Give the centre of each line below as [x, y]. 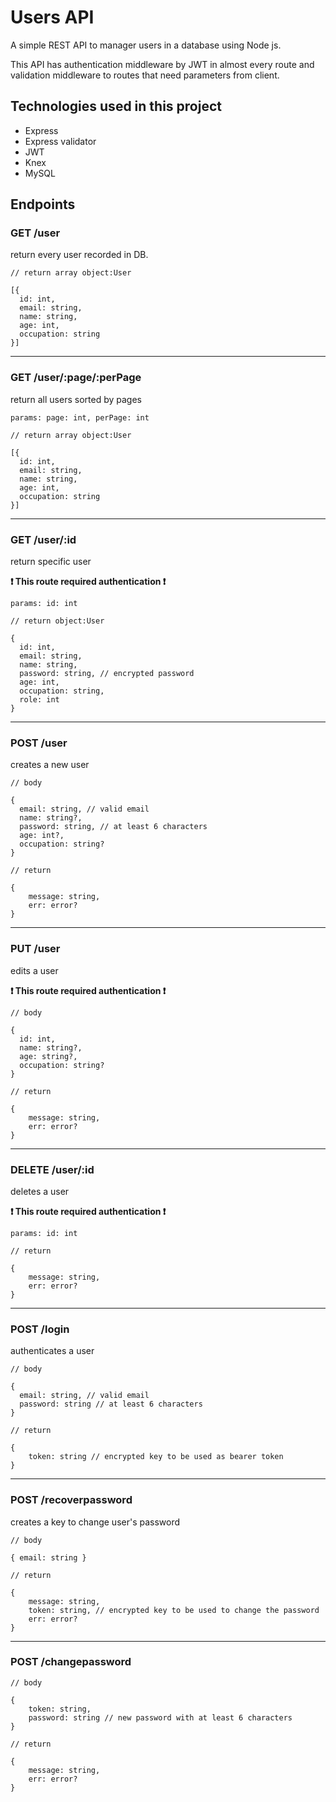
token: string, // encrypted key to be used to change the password [174, 1610]
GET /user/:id [43, 539]
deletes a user [40, 1191]
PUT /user [35, 949]
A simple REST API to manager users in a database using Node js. [146, 45]
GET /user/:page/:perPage [76, 378]
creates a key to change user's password [95, 1522]
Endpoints [43, 204]
